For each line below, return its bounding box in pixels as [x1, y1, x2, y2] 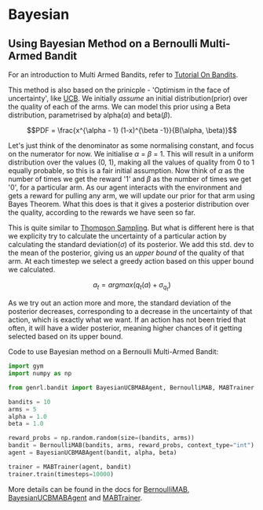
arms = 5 [8, 405, 37, 413]
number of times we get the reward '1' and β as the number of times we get [8, 175, 252, 183]
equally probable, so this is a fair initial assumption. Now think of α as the [8, 166, 245, 175]
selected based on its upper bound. [8, 332, 123, 342]
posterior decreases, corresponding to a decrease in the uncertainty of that [8, 307, 253, 316]
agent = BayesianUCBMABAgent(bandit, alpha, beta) [8, 449, 177, 456]
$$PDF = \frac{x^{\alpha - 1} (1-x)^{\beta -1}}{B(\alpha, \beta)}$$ [27, 126, 237, 135]
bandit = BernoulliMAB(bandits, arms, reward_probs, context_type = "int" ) [8, 442, 255, 449]
